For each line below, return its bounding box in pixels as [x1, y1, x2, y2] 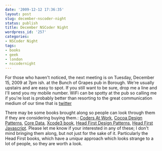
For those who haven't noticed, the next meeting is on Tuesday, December [5, 75, 155, 81]
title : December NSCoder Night [5, 25, 69, 30]
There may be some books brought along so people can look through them [5, 110, 156, 116]
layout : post [5, 12, 32, 17]
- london [5, 57, 23, 62]
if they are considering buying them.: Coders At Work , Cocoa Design [5, 115, 143, 121]
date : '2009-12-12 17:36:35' [5, 7, 64, 12]
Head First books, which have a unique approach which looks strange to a [5, 135, 154, 141]
